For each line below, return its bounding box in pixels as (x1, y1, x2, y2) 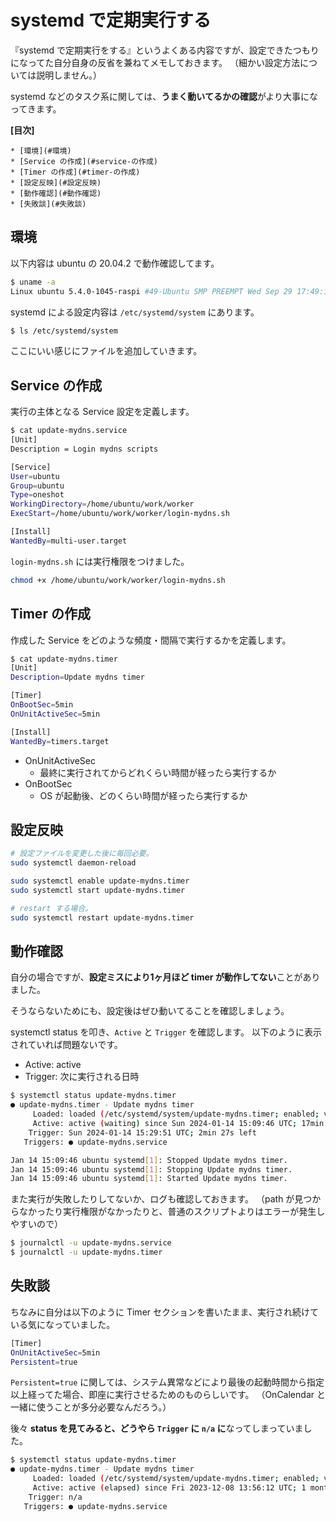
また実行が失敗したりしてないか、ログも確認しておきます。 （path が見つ (10, 1193, 313, 1205)
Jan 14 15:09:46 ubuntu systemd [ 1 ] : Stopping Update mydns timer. (10, 1164, 293, 1175)
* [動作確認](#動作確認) (10, 188, 102, 198)
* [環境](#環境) (10, 146, 72, 156)
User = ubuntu (10, 471, 60, 481)
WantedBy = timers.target (10, 736, 110, 746)
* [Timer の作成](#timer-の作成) (10, 167, 141, 177)
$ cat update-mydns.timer (10, 654, 118, 664)
